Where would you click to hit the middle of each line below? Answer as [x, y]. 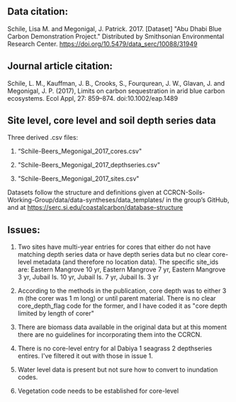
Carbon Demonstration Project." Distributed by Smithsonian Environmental [116, 36]
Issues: [24, 230]
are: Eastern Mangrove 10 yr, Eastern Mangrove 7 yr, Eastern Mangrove [122, 269]
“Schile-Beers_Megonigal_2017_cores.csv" [80, 151]
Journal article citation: [60, 66]
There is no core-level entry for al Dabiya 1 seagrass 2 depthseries [115, 348]
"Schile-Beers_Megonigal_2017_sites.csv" [78, 179]
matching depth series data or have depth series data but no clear [114, 255]
